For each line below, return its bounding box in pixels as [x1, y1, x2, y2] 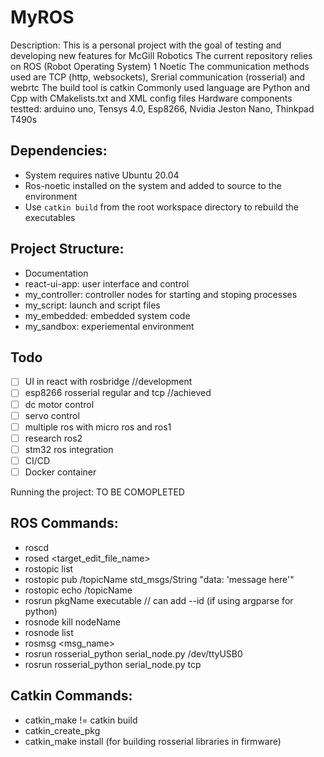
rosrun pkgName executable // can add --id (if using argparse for [24, 594, 294, 606]
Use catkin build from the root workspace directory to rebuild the [24, 201, 299, 213]
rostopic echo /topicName [24, 584, 133, 596]
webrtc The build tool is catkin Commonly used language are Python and [10, 81, 311, 93]
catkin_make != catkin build [24, 714, 138, 726]
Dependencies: [10, 142, 108, 160]
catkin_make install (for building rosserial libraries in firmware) [24, 735, 282, 747]
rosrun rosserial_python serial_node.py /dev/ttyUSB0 [24, 647, 243, 660]
